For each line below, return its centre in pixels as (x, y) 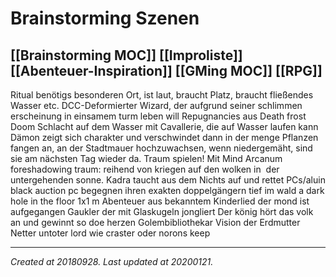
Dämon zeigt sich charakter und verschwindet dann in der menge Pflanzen (164, 137)
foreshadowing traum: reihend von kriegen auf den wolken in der (145, 169)
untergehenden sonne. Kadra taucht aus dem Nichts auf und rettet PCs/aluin (168, 180)
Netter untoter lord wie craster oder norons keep (110, 233)
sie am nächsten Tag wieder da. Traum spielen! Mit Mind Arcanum (146, 158)
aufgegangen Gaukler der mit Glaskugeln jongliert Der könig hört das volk (162, 211)
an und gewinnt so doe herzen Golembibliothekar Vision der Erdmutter (155, 222)
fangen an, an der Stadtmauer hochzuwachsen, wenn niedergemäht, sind (161, 148)
